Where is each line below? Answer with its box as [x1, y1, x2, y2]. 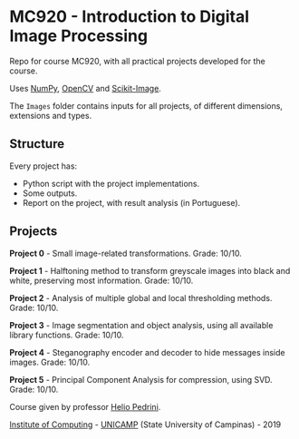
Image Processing [9, 25, 148, 46]
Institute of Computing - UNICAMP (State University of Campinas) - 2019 [9, 419, 282, 430]
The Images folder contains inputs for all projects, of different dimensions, [9, 100, 284, 111]
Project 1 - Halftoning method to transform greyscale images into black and [9, 265, 291, 276]
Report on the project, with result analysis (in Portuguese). [22, 197, 241, 208]
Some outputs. [22, 188, 78, 199]
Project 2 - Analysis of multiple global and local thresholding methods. [9, 292, 273, 303]
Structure [9, 136, 65, 151]
